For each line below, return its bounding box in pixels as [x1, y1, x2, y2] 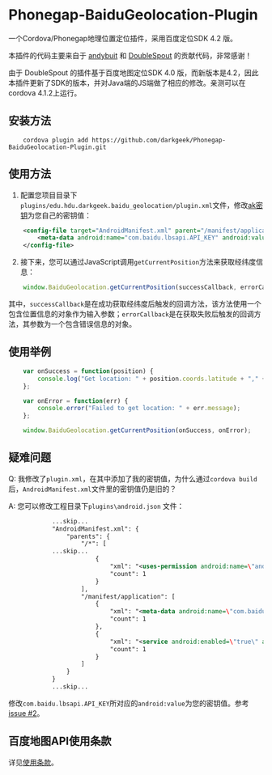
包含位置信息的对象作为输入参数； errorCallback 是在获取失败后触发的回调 [8, 309, 255, 319]
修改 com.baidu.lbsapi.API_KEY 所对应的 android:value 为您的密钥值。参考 [8, 698, 249, 708]
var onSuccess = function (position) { [23, 366, 154, 375]
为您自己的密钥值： [27, 210, 91, 220]
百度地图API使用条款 [8, 735, 112, 748]
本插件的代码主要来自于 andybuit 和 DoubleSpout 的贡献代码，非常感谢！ [8, 50, 253, 60]
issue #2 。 [8, 708, 45, 718]
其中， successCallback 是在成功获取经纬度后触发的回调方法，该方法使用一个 [8, 299, 261, 309]
